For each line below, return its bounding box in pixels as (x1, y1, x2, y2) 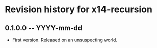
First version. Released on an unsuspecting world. (12, 37, 118, 43)
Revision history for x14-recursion (5, 4, 152, 15)
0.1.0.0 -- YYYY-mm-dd (5, 24, 83, 32)
